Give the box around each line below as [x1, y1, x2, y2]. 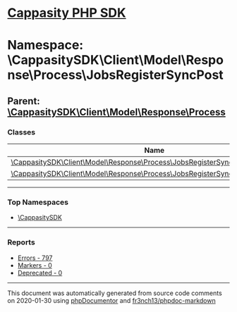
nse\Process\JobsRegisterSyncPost [7, 67, 224, 83]
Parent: [7, 95, 40, 107]
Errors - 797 [17, 254, 53, 262]
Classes [7, 127, 36, 137]
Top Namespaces [7, 197, 69, 207]
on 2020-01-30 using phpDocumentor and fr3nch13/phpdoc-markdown [7, 296, 217, 304]
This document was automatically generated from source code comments [7, 289, 222, 297]
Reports [7, 237, 35, 247]
